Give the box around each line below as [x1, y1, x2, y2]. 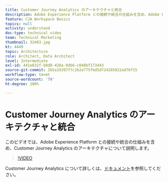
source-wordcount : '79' [5, 77, 55, 82]
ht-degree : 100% [5, 81, 39, 86]
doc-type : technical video [5, 30, 61, 35]
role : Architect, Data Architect [5, 53, 75, 59]
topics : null [5, 21, 32, 26]
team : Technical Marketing [5, 35, 61, 40]
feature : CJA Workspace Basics [5, 16, 70, 21]
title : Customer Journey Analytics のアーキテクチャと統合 [5, 7, 122, 12]
